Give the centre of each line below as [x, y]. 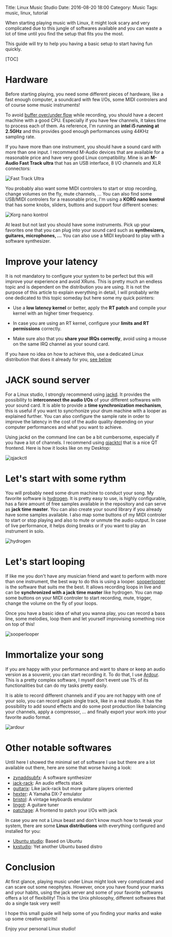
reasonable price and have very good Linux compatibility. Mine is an [78, 157]
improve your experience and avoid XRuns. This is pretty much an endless [84, 281]
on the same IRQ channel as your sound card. [61, 344]
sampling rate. [21, 137]
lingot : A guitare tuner [36, 805]
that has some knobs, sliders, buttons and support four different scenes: [82, 204]
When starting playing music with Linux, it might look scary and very [78, 23]
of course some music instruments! [43, 105]
